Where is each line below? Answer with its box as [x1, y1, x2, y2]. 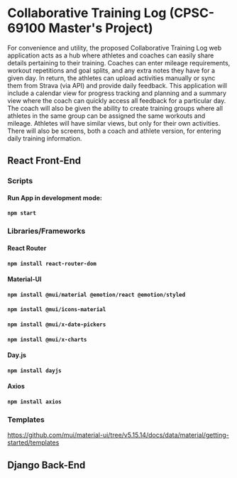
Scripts [7, 176, 33, 186]
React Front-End [7, 155, 82, 167]
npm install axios [7, 398, 62, 406]
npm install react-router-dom [7, 260, 97, 267]
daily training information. [7, 134, 82, 143]
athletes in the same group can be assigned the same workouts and [7, 112, 206, 120]
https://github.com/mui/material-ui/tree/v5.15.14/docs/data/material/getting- [7, 431, 229, 440]
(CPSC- [169, 5, 215, 21]
